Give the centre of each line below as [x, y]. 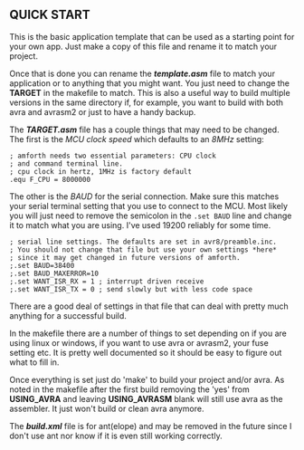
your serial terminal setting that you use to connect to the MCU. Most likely [148, 206]
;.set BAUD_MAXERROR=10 [54, 273]
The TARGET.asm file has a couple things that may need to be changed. [144, 129]
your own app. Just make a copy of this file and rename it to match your [143, 46]
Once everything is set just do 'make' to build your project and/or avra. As [147, 379]
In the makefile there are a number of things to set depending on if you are [148, 333]
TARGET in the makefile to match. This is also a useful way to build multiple [150, 92]
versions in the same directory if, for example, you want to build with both [146, 102]
